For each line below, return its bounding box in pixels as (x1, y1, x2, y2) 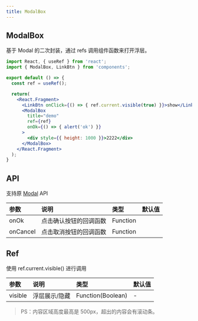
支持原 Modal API (6, 190, 48, 197)
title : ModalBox (6, 8, 46, 15)
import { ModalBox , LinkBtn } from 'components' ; (6, 64, 131, 70)
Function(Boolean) (75, 291, 128, 299)
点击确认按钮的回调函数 (41, 217, 107, 225)
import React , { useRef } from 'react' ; (6, 59, 107, 65)
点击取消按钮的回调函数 (41, 228, 107, 236)
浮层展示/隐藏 (32, 291, 71, 300)
